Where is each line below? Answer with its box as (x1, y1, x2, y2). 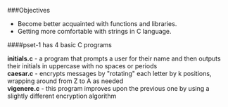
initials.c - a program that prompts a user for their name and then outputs (7, 54, 221, 63)
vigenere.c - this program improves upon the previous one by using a (7, 84, 210, 92)
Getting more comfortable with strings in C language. (17, 27, 172, 35)
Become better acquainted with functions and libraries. (17, 20, 177, 27)
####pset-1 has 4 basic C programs (7, 41, 113, 49)
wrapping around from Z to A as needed (7, 77, 124, 85)
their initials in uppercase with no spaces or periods (7, 62, 158, 70)
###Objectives (7, 6, 51, 14)
